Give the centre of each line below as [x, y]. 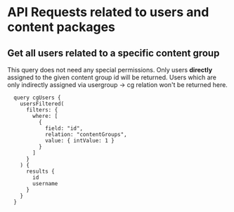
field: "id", [64, 128]
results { [40, 171]
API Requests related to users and [108, 12]
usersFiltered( [42, 104]
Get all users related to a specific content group [113, 53]
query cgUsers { [37, 98]
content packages [61, 27]
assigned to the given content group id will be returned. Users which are [112, 77]
